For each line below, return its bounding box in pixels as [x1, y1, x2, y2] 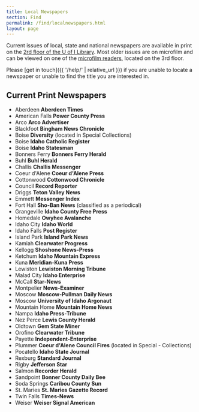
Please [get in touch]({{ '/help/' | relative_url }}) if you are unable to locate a [6, 67, 193, 74]
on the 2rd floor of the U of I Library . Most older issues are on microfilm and [6, 49, 194, 56]
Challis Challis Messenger [14, 163, 81, 171]
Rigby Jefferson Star [14, 361, 68, 368]
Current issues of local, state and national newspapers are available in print [6, 42, 192, 49]
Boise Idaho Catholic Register [14, 138, 90, 145]
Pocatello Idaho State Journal [14, 348, 90, 356]
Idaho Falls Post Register [14, 227, 78, 234]
